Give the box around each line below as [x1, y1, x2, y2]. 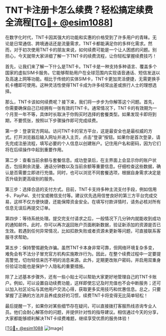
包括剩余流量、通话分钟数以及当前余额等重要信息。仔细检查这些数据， [13, 163, 157, 169]
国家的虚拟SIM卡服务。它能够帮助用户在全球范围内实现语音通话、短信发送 [5, 69, 156, 75]
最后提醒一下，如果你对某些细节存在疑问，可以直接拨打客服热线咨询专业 [5, 303, 152, 309]
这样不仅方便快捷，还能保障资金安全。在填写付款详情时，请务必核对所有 [13, 199, 161, 204]
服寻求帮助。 [5, 234, 31, 240]
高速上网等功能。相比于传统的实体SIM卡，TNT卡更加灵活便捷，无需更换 [9, 75, 157, 82]
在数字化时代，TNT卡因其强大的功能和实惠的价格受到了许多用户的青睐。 [5, 34, 153, 40]
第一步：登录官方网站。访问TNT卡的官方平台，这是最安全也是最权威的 [5, 128, 148, 134]
